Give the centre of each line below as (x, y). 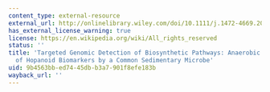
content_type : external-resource (64, 16)
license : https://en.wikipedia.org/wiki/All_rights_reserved (113, 38)
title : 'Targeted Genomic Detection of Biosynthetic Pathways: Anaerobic (135, 53)
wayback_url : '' (35, 75)
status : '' (27, 46)
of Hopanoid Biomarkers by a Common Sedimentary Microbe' (115, 61)
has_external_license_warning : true (70, 30)
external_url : (32, 23)
